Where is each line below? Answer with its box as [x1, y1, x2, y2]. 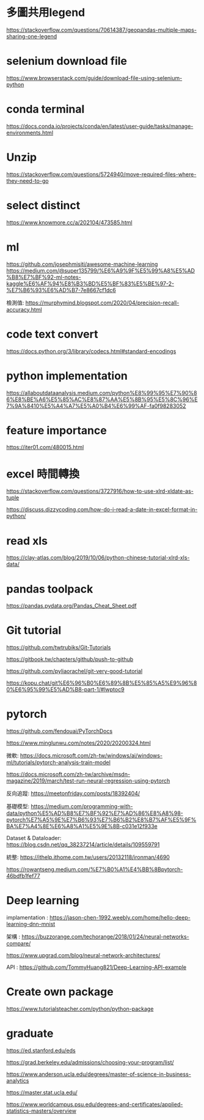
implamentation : [6, 914, 49, 921]
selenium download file [6, 54, 127, 68]
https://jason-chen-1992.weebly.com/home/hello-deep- [49, 914, 191, 921]
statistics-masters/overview [6, 1107, 76, 1114]
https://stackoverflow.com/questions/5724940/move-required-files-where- [6, 171, 197, 178]
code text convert [6, 327, 98, 341]
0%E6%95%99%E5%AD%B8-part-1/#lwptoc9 [6, 686, 125, 693]
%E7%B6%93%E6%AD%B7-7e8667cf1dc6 [6, 286, 116, 293]
